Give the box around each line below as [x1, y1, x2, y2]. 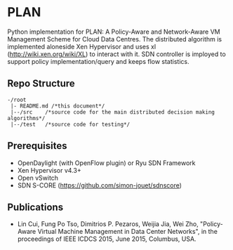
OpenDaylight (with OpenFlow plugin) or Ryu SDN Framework [17, 159, 196, 167]
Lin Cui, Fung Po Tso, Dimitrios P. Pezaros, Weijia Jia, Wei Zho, [17, 220, 199, 228]
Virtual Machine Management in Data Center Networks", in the [37, 228, 218, 236]
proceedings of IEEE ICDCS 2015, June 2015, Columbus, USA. [17, 235, 197, 243]
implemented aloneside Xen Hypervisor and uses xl [7, 42, 157, 51]
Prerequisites [7, 140, 67, 152]
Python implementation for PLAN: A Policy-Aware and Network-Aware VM [7, 27, 220, 36]
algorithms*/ [7, 114, 46, 121]
